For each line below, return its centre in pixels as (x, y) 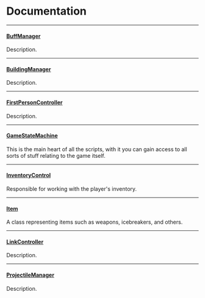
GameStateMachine (32, 136)
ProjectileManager (31, 275)
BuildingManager (29, 69)
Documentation (47, 11)
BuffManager (23, 36)
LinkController (25, 241)
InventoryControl (29, 176)
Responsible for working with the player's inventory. (72, 189)
